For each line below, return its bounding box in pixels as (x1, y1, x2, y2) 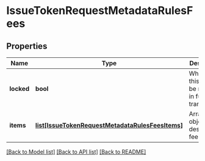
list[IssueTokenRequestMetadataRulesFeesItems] (35, 121, 183, 129)
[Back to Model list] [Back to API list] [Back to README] (6, 148, 146, 156)
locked (9, 85, 30, 93)
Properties (6, 41, 48, 51)
